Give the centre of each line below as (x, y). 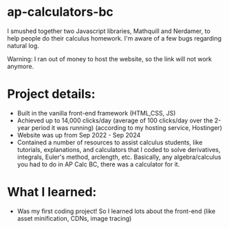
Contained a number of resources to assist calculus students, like (110, 142)
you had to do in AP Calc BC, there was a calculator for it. (98, 164)
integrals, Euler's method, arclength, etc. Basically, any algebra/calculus (119, 157)
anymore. (21, 66)
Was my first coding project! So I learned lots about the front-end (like (116, 211)
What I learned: (52, 192)
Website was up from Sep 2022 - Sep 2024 (79, 135)
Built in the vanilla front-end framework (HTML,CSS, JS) (96, 113)
